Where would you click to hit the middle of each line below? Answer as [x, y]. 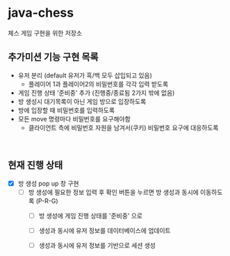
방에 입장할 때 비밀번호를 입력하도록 [66, 110]
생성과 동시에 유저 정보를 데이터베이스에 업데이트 [105, 230]
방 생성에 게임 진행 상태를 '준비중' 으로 [91, 216]
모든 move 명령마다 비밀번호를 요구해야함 [74, 119]
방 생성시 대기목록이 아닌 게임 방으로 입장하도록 [82, 101]
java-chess [41, 13]
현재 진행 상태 [35, 165]
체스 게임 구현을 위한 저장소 [45, 33]
